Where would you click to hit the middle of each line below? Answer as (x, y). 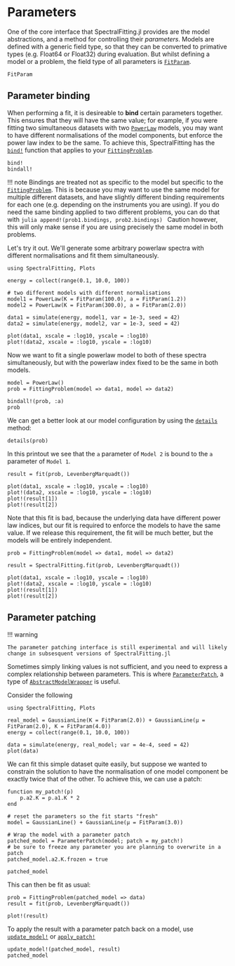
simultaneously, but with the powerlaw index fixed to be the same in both (113, 362)
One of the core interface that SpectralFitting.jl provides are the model (109, 32)
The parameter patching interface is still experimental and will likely (117, 647)
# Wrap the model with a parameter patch (69, 835)
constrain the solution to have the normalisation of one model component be (118, 771)
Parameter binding (49, 96)
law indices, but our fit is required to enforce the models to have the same (114, 525)
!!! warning (23, 634)
